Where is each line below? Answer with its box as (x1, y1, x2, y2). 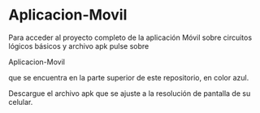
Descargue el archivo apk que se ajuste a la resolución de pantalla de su (8, 88, 251, 98)
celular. (8, 97, 33, 106)
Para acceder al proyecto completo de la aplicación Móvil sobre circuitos (8, 33, 253, 42)
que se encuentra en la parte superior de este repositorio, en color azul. (8, 72, 249, 82)
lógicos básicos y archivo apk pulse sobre (8, 41, 149, 50)
